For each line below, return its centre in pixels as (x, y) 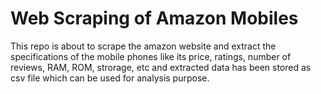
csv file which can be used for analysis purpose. (110, 78)
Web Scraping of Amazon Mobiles (154, 18)
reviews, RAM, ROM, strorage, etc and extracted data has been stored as (161, 67)
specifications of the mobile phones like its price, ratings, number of (151, 56)
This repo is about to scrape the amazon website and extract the (143, 46)
